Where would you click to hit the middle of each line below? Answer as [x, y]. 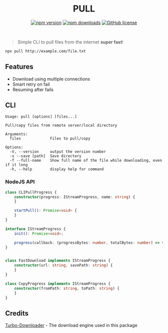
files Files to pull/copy [50, 139]
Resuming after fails [33, 89]
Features [19, 67]
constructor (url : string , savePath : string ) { [63, 265]
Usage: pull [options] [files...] [41, 117]
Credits [17, 313]
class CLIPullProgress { [31, 192]
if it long [16, 165]
